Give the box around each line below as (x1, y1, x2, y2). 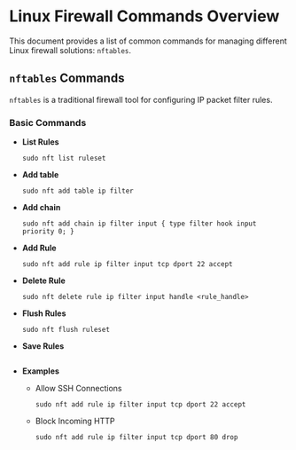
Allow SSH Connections (35, 383, 122, 394)
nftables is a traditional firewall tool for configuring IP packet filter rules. (9, 94, 273, 105)
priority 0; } (21, 227, 74, 236)
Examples (21, 366, 60, 376)
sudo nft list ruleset (21, 154, 106, 163)
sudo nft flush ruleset (21, 326, 111, 335)
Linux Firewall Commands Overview (9, 6, 280, 27)
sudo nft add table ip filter (21, 186, 135, 196)
